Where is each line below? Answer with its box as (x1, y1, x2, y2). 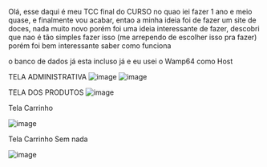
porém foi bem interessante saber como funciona (8, 41, 172, 51)
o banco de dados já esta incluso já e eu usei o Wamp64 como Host (8, 56, 233, 66)
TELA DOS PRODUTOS (8, 88, 84, 97)
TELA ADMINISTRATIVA (8, 72, 87, 81)
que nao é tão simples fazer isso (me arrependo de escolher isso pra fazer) (8, 32, 257, 42)
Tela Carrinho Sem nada (8, 134, 88, 144)
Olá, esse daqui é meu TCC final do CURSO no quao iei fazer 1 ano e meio (8, 7, 253, 16)
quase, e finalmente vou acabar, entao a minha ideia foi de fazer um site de (8, 15, 257, 25)
